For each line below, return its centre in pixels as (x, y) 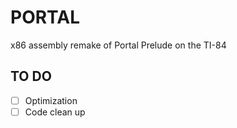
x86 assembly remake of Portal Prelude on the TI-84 (118, 45)
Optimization (51, 100)
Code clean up (55, 112)
